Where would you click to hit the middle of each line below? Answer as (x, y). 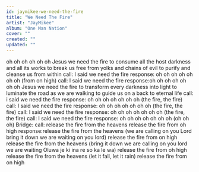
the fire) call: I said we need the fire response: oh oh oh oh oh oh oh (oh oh (98, 118)
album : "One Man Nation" (37, 28)
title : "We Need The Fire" (40, 17)
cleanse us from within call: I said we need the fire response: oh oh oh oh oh (99, 74)
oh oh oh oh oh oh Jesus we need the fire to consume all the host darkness (99, 61)
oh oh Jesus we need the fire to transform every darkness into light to (91, 87)
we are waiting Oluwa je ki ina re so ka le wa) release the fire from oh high (97, 149)
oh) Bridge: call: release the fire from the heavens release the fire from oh (96, 125)
